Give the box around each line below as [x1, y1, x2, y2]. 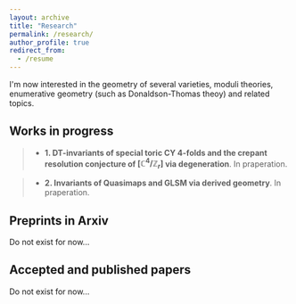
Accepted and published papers [9, 262, 192, 277]
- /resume [17, 54, 53, 63]
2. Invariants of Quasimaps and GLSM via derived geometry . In [44, 177, 282, 188]
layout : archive [9, 12, 70, 22]
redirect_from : [9, 46, 66, 55]
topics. [9, 98, 35, 108]
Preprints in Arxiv [9, 213, 109, 228]
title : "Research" [9, 21, 78, 30]
